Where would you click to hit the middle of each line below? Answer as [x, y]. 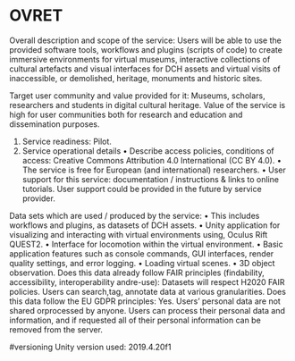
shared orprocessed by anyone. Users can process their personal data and [147, 310]
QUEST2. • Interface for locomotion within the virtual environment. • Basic [146, 244]
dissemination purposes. [55, 124]
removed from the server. [56, 329]
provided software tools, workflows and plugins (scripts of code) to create [146, 49]
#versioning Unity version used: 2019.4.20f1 [90, 347]
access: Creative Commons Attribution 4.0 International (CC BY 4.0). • [152, 160]
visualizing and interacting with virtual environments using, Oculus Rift [139, 234]
